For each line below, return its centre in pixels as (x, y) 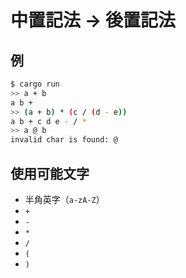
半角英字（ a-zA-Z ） (64, 199)
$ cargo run (35, 84)
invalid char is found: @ (64, 140)
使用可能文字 (50, 173)
